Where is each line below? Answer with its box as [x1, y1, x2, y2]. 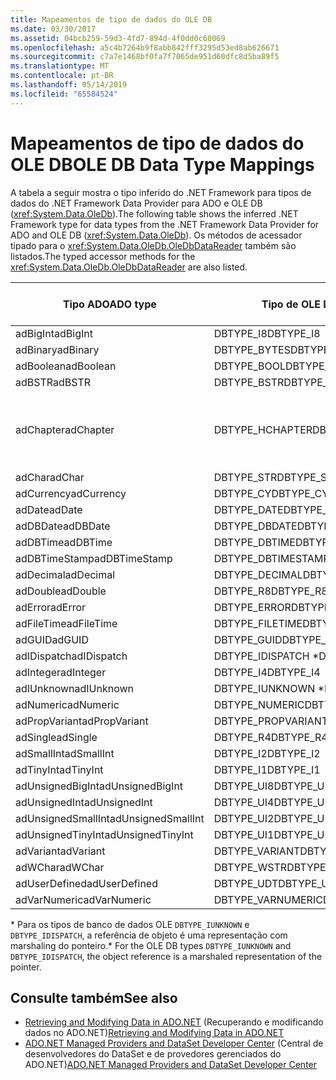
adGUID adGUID [15, 632, 89, 646]
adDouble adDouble [15, 584, 107, 598]
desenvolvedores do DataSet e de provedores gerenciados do [24, 1048, 282, 1060]
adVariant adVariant [15, 844, 106, 858]
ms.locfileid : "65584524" [10, 89, 118, 99]
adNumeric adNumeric [15, 697, 120, 711]
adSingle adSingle [15, 730, 98, 744]
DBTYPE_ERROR [213, 600, 292, 614]
